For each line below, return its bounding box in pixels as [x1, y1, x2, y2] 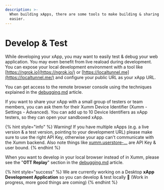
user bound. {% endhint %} [5, 145, 60, 151]
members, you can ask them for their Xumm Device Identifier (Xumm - [5, 104, 147, 110]
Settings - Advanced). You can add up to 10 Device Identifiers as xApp [5, 109, 148, 115]
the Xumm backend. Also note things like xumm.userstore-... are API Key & [5, 139, 156, 145]
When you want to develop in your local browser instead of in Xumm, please [5, 154, 160, 160]
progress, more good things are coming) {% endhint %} [5, 180, 118, 186]
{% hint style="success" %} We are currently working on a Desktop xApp [5, 169, 155, 175]
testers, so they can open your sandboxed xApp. [5, 114, 104, 120]
